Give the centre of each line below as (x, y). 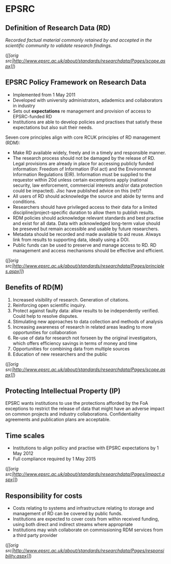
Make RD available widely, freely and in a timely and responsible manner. (89, 153)
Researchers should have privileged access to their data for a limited (85, 207)
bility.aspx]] (18, 556)
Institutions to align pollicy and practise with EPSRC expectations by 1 (86, 448)
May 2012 (23, 453)
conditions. (25, 201)
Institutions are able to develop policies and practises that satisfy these (87, 122)
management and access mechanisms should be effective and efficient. (88, 250)
